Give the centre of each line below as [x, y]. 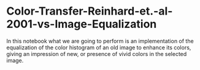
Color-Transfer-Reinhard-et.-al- [90, 11]
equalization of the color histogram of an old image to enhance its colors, [99, 47]
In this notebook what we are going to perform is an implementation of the [100, 41]
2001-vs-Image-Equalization [82, 24]
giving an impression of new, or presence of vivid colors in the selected [97, 54]
